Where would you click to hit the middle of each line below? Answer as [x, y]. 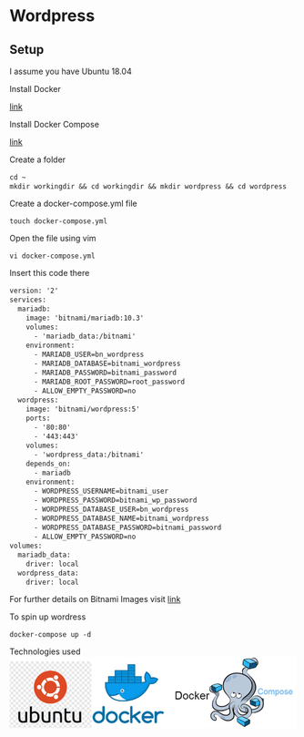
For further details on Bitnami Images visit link [95, 599]
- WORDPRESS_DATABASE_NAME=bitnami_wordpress [121, 518]
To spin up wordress [48, 617]
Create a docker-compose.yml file [74, 203]
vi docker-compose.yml [52, 256]
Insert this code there [50, 273]
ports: [38, 418]
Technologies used [45, 651]
